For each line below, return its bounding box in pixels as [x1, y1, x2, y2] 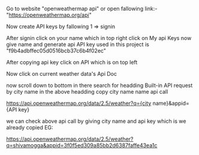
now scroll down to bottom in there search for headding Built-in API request [6, 82, 193, 89]
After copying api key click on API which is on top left [6, 59, 138, 66]
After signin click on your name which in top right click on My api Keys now [6, 35, 192, 41]
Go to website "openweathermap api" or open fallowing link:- [6, 5, 158, 12]
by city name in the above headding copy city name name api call [6, 88, 168, 95]
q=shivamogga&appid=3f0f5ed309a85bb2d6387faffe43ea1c [6, 142, 158, 148]
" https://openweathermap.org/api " [6, 11, 92, 18]
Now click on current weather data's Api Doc [6, 70, 117, 77]
